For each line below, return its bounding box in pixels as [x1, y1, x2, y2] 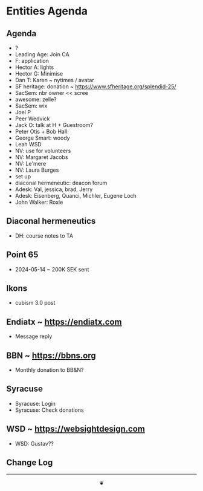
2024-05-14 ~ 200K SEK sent [14, 265, 89, 273]
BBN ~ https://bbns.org [6, 350, 97, 360]
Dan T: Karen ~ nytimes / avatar [14, 77, 95, 83]
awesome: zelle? [14, 96, 57, 103]
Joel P [14, 109, 31, 115]
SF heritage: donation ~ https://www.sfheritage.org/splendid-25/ [14, 83, 176, 90]
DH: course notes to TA [14, 232, 74, 239]
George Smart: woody [14, 134, 71, 141]
